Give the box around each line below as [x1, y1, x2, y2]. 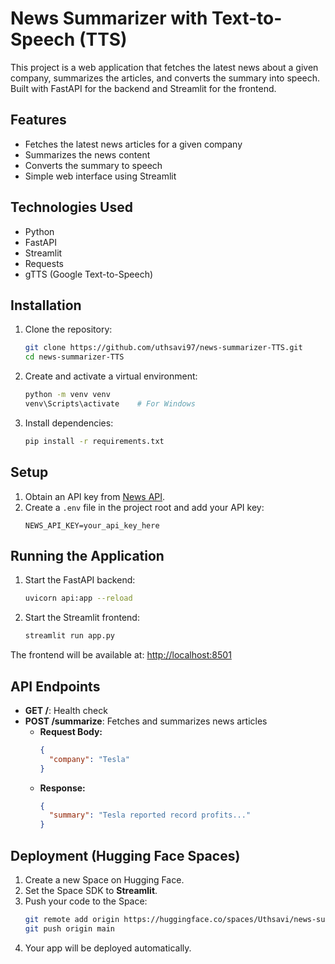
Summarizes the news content [24, 148, 151, 161]
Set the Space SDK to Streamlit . [24, 885, 158, 896]
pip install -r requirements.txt [24, 436, 165, 446]
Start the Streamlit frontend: [24, 612, 140, 624]
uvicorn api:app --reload [24, 593, 133, 604]
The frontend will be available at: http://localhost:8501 [10, 649, 232, 661]
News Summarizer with [10, 7, 208, 30]
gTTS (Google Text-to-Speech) [24, 268, 154, 280]
